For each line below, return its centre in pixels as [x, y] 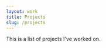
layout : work [22, 11]
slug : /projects [26, 22]
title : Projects [26, 17]
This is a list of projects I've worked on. [53, 39]
